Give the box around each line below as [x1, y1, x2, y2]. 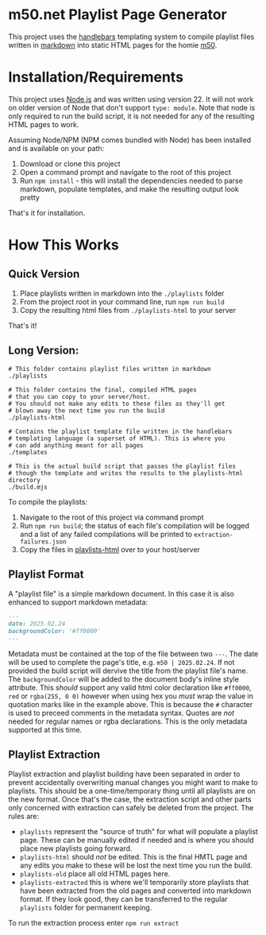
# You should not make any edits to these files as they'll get [8, 400, 226, 408]
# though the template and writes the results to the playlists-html [8, 469, 244, 477]
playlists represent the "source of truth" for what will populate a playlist [19, 826, 258, 836]
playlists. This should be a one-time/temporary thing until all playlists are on [8, 786, 256, 795]
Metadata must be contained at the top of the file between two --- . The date [8, 649, 259, 659]
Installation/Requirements [8, 68, 184, 87]
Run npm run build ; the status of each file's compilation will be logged [19, 520, 250, 530]
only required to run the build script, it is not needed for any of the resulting [8, 111, 255, 121]
